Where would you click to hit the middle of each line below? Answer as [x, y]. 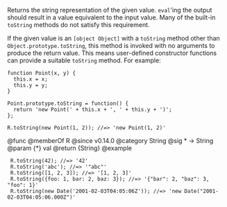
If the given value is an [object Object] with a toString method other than [113, 38]
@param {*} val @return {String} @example [69, 148]
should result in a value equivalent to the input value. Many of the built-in [111, 17]
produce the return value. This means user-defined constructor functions [112, 53]
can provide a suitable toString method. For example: [84, 60]
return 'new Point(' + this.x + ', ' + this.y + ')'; [93, 110]
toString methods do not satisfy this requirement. [79, 25]
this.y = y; [31, 85]
